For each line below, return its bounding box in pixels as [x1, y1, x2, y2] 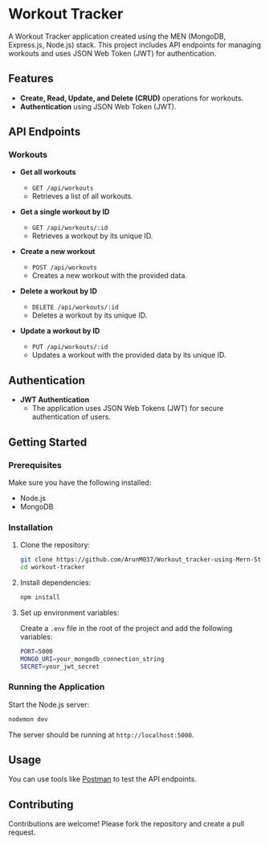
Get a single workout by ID [19, 207, 110, 217]
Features [8, 72, 54, 85]
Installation [8, 522, 54, 533]
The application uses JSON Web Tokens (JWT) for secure [31, 404, 224, 413]
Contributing [8, 798, 74, 811]
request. [8, 827, 36, 837]
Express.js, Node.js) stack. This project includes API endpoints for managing [8, 39, 262, 49]
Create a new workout [19, 247, 96, 256]
